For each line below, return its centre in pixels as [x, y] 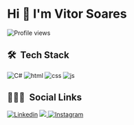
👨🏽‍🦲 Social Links [45, 97]
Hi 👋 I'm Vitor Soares [67, 14]
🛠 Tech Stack [38, 55]
